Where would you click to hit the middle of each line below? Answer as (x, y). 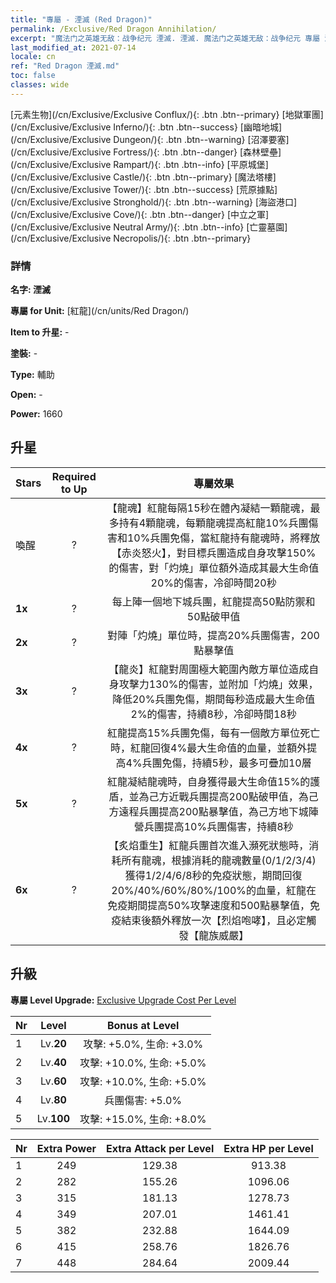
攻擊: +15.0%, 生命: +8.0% (143, 1119)
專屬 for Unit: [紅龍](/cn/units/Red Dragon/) (100, 311)
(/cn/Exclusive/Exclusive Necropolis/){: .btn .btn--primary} (131, 238)
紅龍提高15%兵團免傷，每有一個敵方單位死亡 (213, 733)
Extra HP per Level (268, 1148)
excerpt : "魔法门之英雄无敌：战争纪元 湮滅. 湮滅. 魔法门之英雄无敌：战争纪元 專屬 (165, 38)
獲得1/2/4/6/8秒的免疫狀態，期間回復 (213, 875)
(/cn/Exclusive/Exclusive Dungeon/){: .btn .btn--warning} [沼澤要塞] (150, 139)
